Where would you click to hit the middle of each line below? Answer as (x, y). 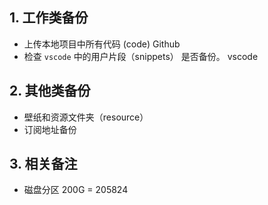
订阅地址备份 (50, 129)
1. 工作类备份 (49, 18)
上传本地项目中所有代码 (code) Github (102, 44)
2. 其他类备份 (50, 91)
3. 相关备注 (43, 164)
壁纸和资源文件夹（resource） (86, 117)
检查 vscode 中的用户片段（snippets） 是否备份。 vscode (141, 56)
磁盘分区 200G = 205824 (76, 190)
